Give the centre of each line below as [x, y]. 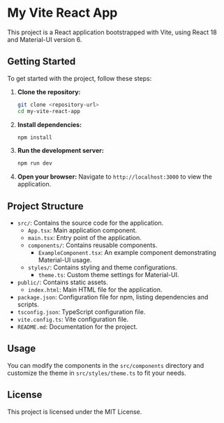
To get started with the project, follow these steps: [80, 78]
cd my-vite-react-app [48, 111]
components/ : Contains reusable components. [92, 245]
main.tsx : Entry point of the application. [84, 238]
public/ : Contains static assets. [62, 282]
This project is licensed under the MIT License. [75, 411]
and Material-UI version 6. [45, 39]
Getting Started [42, 62]
